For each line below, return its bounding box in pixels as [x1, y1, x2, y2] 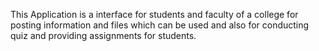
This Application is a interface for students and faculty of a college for [10, 9, 299, 20]
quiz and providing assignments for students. [10, 30, 197, 41]
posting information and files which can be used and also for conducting [10, 19, 310, 31]
